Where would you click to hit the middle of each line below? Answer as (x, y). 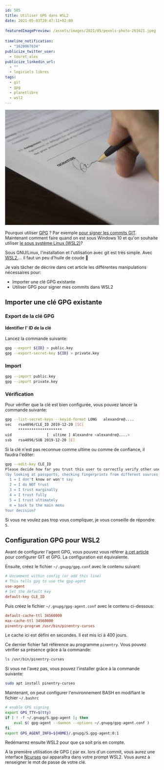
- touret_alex (24, 57)
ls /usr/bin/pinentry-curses (35, 659)
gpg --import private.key (31, 382)
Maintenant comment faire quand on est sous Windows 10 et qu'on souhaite (82, 238)
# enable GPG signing (27, 708)
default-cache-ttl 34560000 (34, 615)
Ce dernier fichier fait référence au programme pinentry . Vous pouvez (76, 645)
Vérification (20, 394)
